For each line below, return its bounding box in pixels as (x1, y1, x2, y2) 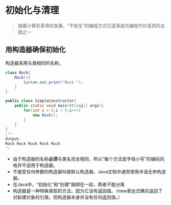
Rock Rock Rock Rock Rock (5, 141, 60, 146)
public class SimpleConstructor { (5, 98, 77, 104)
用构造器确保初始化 (5, 45, 66, 54)
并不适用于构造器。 (17, 162, 58, 168)
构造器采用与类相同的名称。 (5, 60, 64, 66)
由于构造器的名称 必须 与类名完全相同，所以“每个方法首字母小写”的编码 (12, 155, 160, 162)
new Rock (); (32, 112, 58, 118)
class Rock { (5, 70, 31, 75)
